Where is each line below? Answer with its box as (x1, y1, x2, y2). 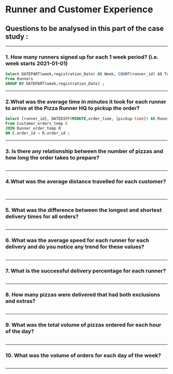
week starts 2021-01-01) (5, 60, 68, 67)
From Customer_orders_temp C (5, 121, 68, 127)
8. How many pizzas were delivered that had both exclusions (5, 291, 161, 298)
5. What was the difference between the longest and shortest (5, 207, 162, 214)
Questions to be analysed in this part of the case (5, 24, 164, 33)
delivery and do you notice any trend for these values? (5, 243, 145, 251)
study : (5, 32, 28, 41)
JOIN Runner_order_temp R (5, 126, 61, 131)
